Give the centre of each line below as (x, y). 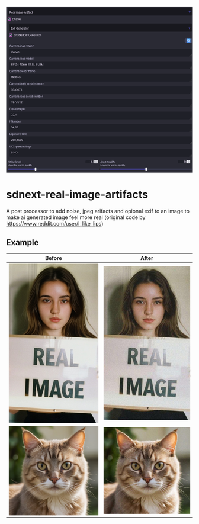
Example (23, 242)
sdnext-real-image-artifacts (77, 195)
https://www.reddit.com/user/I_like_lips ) (55, 224)
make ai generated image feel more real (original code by (76, 217)
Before (54, 258)
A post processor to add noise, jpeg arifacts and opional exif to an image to (98, 211)
